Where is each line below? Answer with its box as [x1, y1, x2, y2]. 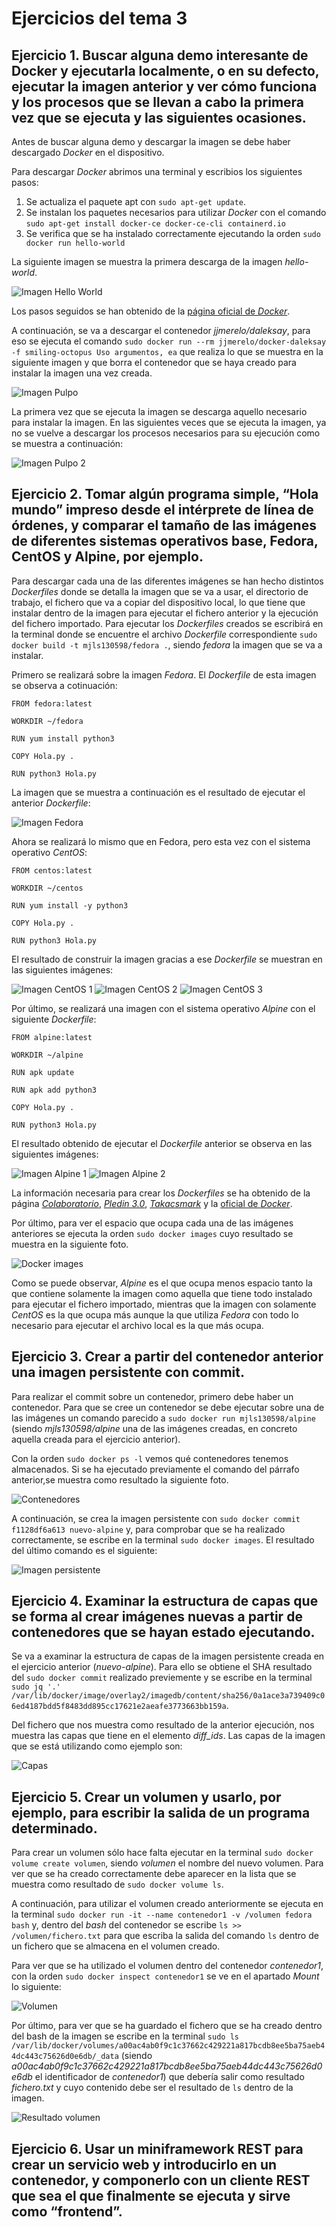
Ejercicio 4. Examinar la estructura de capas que [11, 1593, 319, 1610]
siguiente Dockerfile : [11, 1013, 97, 1025]
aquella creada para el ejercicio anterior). [11, 1433, 181, 1445]
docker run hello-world [25, 238, 126, 248]
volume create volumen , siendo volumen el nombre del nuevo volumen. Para [11, 1857, 324, 1869]
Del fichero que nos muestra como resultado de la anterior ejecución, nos [11, 1719, 315, 1731]
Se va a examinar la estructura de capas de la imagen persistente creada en [11, 1650, 325, 1662]
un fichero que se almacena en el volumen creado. [11, 1940, 221, 1952]
